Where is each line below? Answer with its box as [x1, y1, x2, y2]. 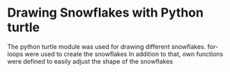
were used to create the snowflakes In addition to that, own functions [24, 50, 224, 58]
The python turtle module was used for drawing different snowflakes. [7, 42, 206, 51]
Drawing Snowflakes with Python [7, 5, 204, 21]
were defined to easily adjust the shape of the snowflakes [7, 57, 173, 65]
